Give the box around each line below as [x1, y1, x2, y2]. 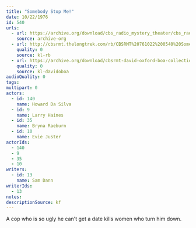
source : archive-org [16, 36, 66, 42]
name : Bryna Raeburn [16, 123, 66, 129]
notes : [6, 194, 22, 200]
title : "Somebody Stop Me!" [6, 8, 75, 15]
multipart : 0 [6, 85, 38, 91]
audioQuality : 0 [6, 74, 45, 80]
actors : [6, 90, 25, 96]
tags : [6, 80, 19, 86]
